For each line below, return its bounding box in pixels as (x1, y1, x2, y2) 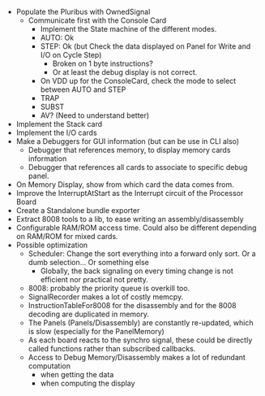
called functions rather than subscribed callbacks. (28, 344, 196, 353)
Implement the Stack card (15, 120, 103, 128)
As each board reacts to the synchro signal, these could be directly (28, 335, 253, 345)
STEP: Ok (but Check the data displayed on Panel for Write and (40, 41, 251, 51)
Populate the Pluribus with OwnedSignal (15, 7, 151, 16)
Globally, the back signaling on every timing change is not (40, 266, 233, 276)
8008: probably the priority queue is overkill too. (28, 284, 190, 293)
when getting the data (40, 370, 114, 379)
